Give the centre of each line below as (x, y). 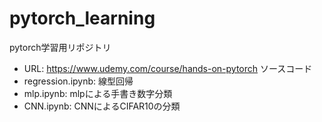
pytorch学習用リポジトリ (60, 47)
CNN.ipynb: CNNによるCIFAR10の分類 (102, 106)
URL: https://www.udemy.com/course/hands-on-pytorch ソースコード (168, 68)
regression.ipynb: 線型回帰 (78, 81)
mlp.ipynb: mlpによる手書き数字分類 (98, 93)
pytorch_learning (82, 18)
